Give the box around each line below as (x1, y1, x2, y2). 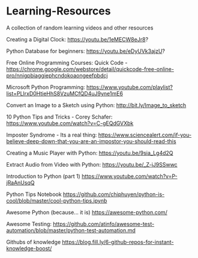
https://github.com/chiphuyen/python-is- (62, 191, 165, 198)
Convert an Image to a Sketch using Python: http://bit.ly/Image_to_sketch (6, 101, 187, 109)
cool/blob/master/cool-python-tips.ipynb (6, 197, 107, 204)
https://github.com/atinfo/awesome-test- (53, 220, 155, 227)
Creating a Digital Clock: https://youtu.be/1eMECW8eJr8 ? (6, 35, 149, 43)
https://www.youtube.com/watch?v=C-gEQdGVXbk (6, 119, 134, 127)
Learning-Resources (6, 4, 111, 18)
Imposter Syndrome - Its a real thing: (6, 131, 97, 138)
